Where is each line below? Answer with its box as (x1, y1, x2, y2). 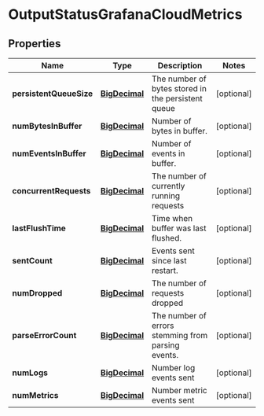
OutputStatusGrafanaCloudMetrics (8, 6, 243, 24)
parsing (152, 340, 180, 351)
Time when (152, 213, 193, 223)
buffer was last (152, 223, 207, 234)
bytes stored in (152, 83, 207, 94)
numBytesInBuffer (12, 120, 82, 131)
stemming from (152, 330, 208, 341)
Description (157, 61, 203, 71)
